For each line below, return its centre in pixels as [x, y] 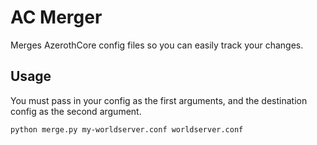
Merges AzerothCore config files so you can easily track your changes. [157, 45]
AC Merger [56, 17]
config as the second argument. [76, 111]
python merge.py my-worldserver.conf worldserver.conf [127, 129]
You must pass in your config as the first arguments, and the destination [159, 100]
